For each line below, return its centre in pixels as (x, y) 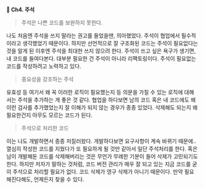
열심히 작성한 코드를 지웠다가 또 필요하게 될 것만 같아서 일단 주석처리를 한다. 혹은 (102, 149)
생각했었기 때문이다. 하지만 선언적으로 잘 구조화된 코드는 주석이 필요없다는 (110, 43)
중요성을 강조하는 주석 (47, 79)
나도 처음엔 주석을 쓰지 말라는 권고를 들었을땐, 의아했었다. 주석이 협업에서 (93, 35)
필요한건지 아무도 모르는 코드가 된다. (49, 115)
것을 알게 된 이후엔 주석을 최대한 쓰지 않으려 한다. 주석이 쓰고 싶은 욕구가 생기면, (101, 51)
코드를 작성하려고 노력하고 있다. (44, 66)
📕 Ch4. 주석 (20, 9)
